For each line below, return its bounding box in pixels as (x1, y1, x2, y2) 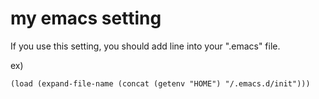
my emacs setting (10, 7, 162, 30)
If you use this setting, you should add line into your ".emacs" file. (10, 40, 281, 52)
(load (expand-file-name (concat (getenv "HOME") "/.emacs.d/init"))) (10, 78, 311, 89)
